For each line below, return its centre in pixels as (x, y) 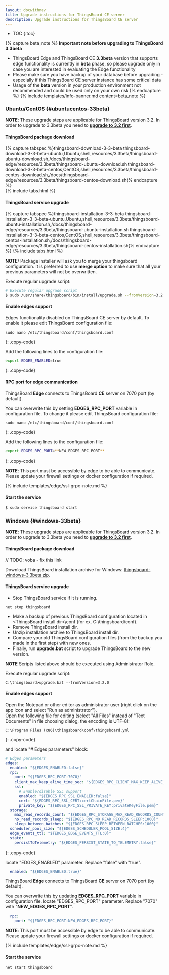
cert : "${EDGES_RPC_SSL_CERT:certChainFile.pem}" (71, 801)
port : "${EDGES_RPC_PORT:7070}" (48, 777)
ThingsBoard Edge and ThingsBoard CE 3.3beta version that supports (85, 58)
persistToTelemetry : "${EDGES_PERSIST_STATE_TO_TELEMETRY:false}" (85, 843)
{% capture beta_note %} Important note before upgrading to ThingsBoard (84, 43)
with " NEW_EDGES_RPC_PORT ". (39, 907)
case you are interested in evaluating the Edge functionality (74, 69)
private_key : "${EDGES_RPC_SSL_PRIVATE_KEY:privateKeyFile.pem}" (88, 805)
